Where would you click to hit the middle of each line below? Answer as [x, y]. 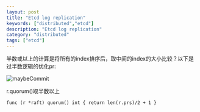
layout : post [23, 12]
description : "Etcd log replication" [54, 29]
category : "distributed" [38, 35]
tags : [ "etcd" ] [26, 40]
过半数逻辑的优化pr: [31, 66]
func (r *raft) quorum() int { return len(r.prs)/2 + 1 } [81, 103]
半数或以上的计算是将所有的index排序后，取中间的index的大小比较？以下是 [100, 58]
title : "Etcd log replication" [46, 18]
